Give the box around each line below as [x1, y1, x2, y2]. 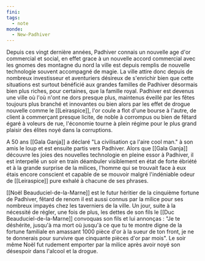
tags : [6, 15, 20, 21]
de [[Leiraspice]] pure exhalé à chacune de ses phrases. [6, 177, 149, 185]
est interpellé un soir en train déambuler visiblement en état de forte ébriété [6, 158, 197, 165]
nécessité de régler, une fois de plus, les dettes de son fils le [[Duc [6, 208, 174, 216]
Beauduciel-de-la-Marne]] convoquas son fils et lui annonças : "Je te [6, 215, 181, 222]
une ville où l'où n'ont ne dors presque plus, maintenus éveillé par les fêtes [6, 94, 195, 101]
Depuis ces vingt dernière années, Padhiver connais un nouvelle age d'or [6, 48, 191, 56]
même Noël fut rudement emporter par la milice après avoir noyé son [6, 241, 181, 248]
